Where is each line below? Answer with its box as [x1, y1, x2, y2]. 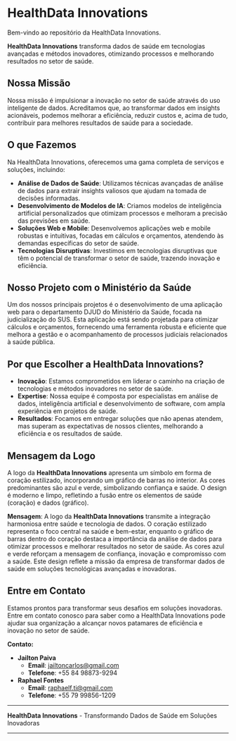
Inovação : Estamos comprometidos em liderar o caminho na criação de [17, 377, 225, 386]
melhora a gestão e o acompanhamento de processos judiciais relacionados [7, 330, 228, 339]
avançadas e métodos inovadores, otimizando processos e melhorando [7, 49, 214, 58]
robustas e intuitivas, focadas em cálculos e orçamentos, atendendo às [17, 231, 224, 240]
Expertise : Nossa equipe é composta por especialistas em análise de [17, 392, 218, 400]
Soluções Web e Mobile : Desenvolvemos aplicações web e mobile [17, 223, 211, 232]
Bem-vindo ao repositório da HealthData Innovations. [7, 28, 162, 37]
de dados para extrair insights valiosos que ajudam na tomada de [17, 186, 207, 195]
